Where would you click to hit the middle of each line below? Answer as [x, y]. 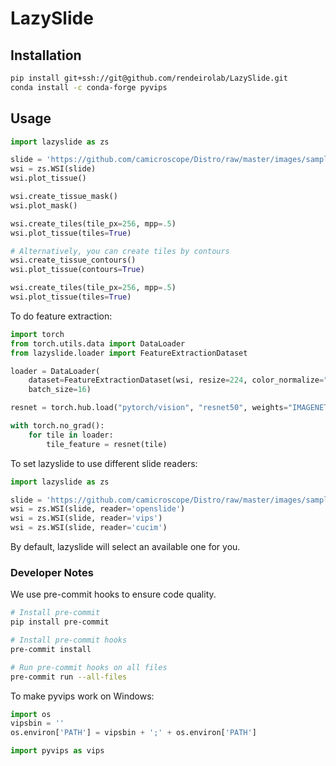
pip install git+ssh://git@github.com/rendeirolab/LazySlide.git [149, 78]
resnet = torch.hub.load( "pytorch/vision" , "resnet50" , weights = [149, 408]
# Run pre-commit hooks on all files [89, 667]
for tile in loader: [71, 435]
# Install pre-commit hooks [69, 640]
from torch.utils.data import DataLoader [98, 343]
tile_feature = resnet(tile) [107, 444]
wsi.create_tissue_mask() [64, 197]
